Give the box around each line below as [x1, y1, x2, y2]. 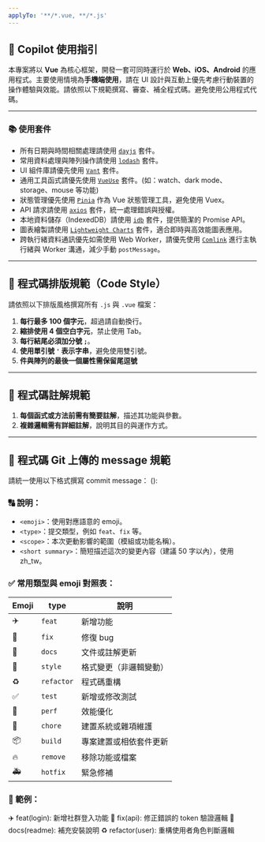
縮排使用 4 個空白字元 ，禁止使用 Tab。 [19, 326, 146, 335]
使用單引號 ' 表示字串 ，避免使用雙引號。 [19, 346, 151, 355]
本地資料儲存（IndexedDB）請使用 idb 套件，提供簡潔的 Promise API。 [19, 215, 250, 224]
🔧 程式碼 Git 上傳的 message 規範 [8, 453, 171, 466]
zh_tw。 [19, 556, 47, 566]
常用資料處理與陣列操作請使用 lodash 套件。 [19, 155, 163, 165]
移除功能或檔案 [81, 751, 137, 762]
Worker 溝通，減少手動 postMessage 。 [42, 244, 165, 253]
